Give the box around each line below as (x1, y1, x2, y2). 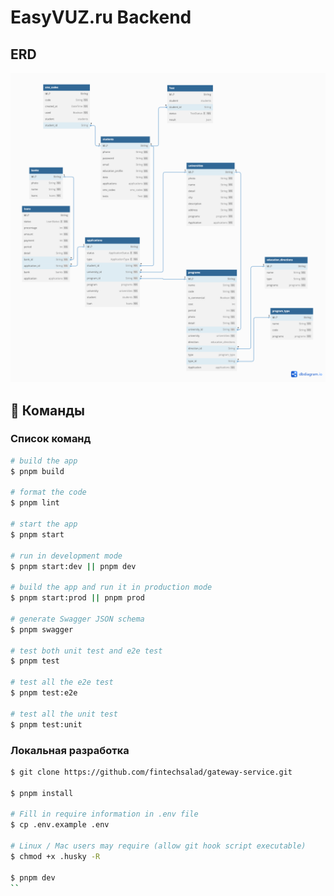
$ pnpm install (10, 788, 74, 798)
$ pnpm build (10, 466, 65, 476)
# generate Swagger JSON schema (10, 614, 145, 624)
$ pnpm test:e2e (10, 688, 78, 698)
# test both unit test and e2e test (10, 646, 163, 656)
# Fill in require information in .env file (10, 809, 199, 820)
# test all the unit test (10, 709, 118, 719)
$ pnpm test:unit (10, 719, 83, 730)
